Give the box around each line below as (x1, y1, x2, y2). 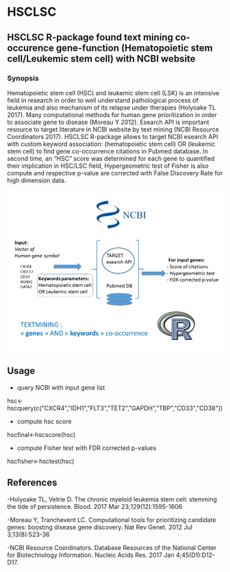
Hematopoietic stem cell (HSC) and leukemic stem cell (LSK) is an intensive (7, 88, 220, 97)
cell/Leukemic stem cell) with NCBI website (7, 53, 196, 64)
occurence (7, 42, 55, 53)
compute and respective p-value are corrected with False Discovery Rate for (7, 169, 223, 177)
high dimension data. (7, 176, 66, 184)
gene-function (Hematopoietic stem (55, 42, 214, 53)
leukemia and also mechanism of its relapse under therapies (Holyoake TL (7, 103, 216, 112)
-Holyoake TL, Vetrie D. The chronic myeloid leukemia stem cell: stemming (7, 495, 218, 503)
